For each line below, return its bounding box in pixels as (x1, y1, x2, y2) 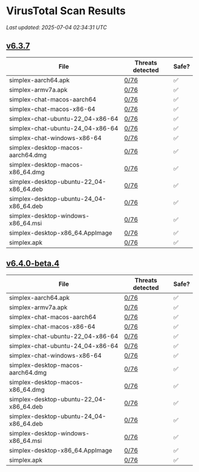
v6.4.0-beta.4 (6, 259, 60, 269)
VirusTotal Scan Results (6, 4, 126, 18)
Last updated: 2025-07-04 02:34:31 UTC (6, 24, 107, 31)
